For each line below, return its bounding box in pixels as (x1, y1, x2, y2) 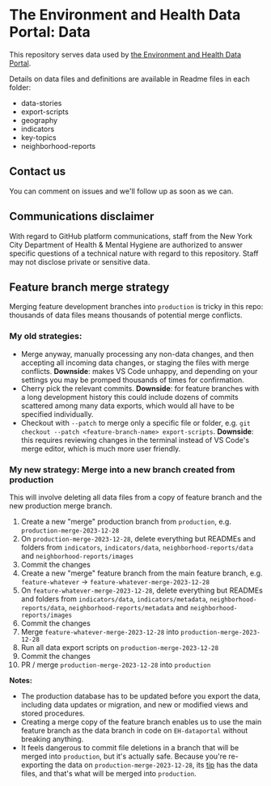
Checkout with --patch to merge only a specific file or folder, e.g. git (20, 418, 251, 427)
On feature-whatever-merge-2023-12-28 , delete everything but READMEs (20, 585, 264, 595)
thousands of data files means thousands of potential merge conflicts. (9, 310, 243, 321)
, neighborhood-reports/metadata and (64, 602, 188, 612)
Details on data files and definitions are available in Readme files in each (9, 74, 250, 83)
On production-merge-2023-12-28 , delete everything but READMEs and (20, 533, 256, 543)
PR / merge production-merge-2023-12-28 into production (20, 660, 211, 669)
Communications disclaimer (9, 210, 155, 223)
